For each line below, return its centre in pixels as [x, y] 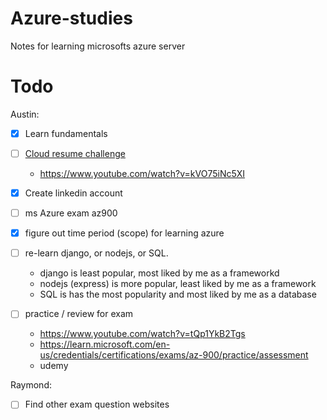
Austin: [25, 114]
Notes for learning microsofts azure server [98, 46]
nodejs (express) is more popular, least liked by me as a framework [178, 284]
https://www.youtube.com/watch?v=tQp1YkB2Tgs [142, 334]
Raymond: [31, 385]
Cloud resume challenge [75, 153]
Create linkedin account [73, 193]
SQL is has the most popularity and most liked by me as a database [178, 294]
